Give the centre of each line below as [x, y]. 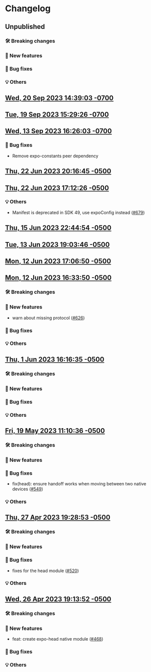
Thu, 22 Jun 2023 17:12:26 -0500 [57, 188]
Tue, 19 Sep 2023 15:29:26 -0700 [57, 115]
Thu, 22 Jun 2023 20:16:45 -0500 [58, 171]
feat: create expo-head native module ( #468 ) [58, 639]
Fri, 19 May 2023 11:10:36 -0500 [55, 431]
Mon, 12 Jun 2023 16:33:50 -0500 [58, 278]
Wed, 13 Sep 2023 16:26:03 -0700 [59, 131]
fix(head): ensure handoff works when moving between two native [79, 484]
